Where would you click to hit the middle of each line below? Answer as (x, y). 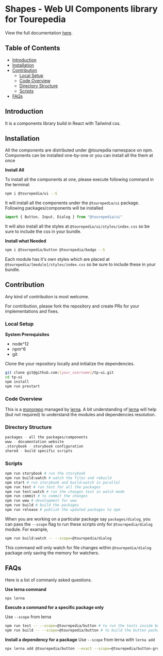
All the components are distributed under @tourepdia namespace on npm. (79, 150)
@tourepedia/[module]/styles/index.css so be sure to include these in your (81, 264)
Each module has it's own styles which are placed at (57, 259)
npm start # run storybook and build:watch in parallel (63, 482)
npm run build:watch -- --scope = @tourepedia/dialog (58, 538)
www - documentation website (34, 442)
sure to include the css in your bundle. (43, 232)
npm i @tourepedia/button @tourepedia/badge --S (55, 250)
